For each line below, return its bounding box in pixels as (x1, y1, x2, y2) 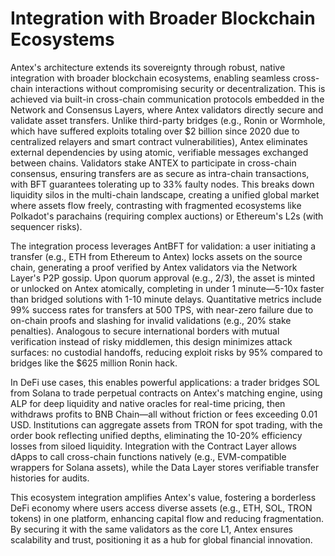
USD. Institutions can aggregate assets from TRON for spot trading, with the (10, 418, 323, 431)
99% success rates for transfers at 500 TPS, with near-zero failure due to (10, 303, 314, 316)
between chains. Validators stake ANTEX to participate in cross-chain (10, 157, 297, 169)
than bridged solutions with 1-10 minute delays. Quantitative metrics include (10, 293, 322, 305)
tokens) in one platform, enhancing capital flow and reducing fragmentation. (10, 512, 324, 524)
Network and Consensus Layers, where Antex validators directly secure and (10, 103, 324, 116)
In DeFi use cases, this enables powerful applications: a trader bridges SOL (10, 376, 321, 388)
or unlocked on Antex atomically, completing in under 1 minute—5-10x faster (10, 282, 325, 294)
